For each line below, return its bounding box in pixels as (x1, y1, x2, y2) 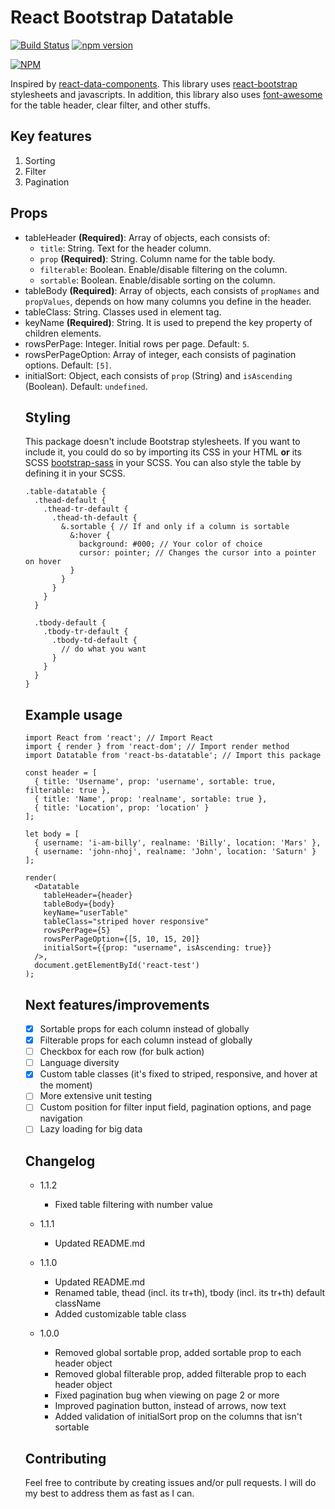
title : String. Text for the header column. (39, 242, 212, 254)
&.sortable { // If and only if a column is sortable (61, 522, 290, 532)
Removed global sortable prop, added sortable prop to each (54, 1347, 302, 1359)
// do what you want (61, 644, 147, 655)
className (54, 1297, 102, 1310)
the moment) (39, 1079, 93, 1091)
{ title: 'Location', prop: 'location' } (34, 803, 210, 813)
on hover (24, 557, 62, 567)
